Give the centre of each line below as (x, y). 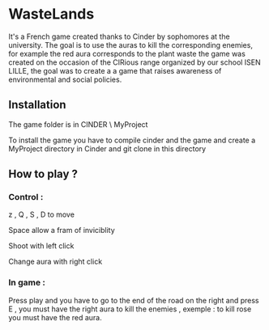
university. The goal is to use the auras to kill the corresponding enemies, (131, 44)
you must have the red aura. (56, 317)
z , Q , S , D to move (42, 214)
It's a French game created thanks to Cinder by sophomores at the (119, 36)
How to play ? (43, 174)
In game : (27, 282)
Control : (26, 197)
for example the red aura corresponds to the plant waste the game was (127, 53)
